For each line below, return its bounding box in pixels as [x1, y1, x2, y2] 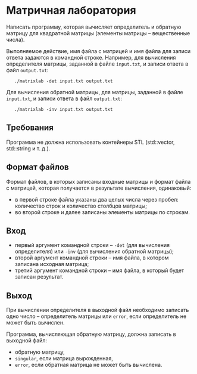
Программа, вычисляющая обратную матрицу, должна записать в [6, 330, 177, 338]
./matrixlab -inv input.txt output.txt [14, 106, 113, 112]
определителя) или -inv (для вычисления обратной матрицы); [14, 248, 174, 255]
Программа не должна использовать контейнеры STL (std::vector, [6, 138, 175, 146]
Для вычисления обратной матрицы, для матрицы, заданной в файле [6, 88, 183, 95]
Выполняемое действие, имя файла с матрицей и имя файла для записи [6, 47, 191, 54]
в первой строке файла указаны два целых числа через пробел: [14, 196, 179, 203]
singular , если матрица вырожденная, [14, 355, 113, 362]
